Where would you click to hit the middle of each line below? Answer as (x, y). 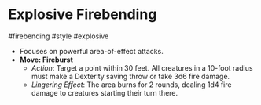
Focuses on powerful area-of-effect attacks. (91, 51)
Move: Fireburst (46, 60)
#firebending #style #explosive (59, 36)
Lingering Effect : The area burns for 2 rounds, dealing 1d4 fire (131, 85)
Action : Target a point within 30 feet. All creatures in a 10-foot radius (142, 67)
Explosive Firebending (83, 14)
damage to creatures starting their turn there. (105, 92)
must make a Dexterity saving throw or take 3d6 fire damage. (130, 76)
